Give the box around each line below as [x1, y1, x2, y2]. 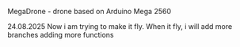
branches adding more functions [7, 31, 114, 39]
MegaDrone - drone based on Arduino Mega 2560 [7, 7, 172, 16]
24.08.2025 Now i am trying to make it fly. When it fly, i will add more [7, 22, 233, 31]
